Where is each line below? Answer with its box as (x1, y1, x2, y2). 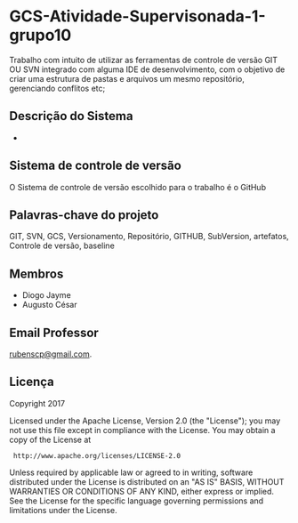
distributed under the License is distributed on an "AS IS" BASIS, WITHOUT (9, 476, 285, 487)
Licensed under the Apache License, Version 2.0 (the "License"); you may (9, 415, 281, 426)
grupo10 (9, 25, 72, 45)
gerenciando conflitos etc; (9, 83, 106, 93)
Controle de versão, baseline (9, 240, 116, 251)
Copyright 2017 (9, 398, 65, 408)
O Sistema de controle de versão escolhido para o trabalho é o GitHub (9, 181, 267, 192)
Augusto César (21, 300, 77, 310)
